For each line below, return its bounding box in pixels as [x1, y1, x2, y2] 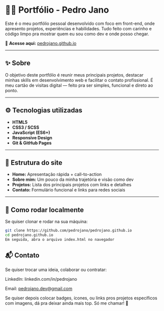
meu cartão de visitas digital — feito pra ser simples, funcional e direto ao [5, 82, 153, 88]
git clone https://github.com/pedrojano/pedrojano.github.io [5, 228, 132, 233]
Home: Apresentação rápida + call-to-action [12, 172, 102, 177]
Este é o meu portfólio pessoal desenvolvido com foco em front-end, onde [5, 20, 155, 26]
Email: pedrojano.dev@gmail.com [5, 285, 73, 292]
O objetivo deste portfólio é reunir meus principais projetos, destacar [5, 72, 144, 78]
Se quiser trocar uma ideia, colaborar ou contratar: [5, 267, 107, 272]
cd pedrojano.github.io [5, 233, 54, 238]
